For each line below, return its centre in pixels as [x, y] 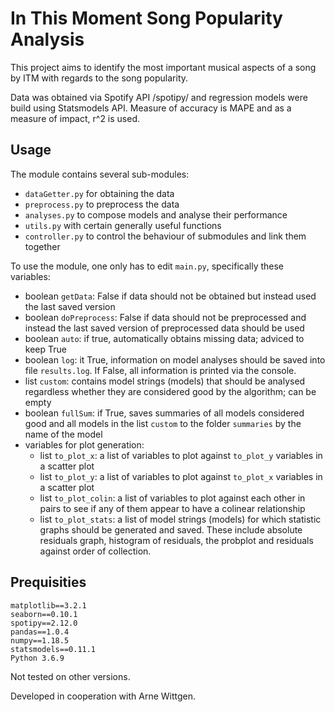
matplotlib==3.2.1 [48, 605]
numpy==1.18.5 [40, 640]
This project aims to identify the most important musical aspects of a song [163, 67]
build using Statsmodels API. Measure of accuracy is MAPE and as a [151, 108]
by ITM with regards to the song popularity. [99, 78]
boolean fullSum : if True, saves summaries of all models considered [164, 413]
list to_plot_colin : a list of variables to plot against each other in [172, 498]
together [42, 246]
